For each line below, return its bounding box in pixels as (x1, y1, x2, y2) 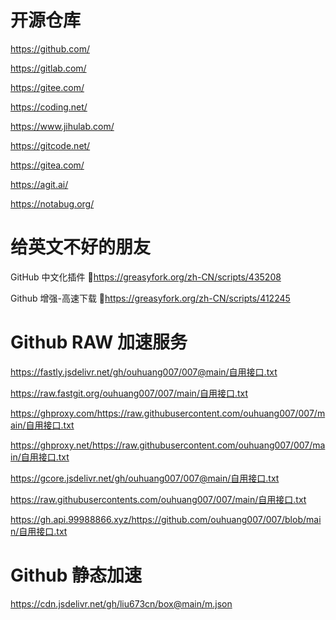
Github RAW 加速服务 (10, 331, 188, 354)
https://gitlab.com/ (10, 62, 87, 74)
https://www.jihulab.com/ (10, 120, 115, 132)
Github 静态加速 (10, 564, 143, 586)
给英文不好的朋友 (10, 236, 152, 259)
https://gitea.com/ (10, 159, 85, 171)
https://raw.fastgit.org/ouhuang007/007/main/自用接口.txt (10, 387, 249, 399)
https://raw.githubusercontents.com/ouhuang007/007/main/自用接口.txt (10, 493, 307, 505)
